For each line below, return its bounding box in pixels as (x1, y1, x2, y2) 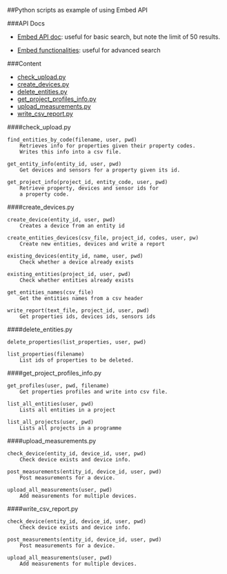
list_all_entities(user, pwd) (7, 400, 95, 407)
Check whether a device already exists (19, 259, 135, 266)
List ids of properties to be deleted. (19, 357, 135, 364)
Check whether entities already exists (19, 277, 135, 284)
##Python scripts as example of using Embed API (7, 6, 148, 14)
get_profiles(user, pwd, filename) (7, 382, 110, 389)
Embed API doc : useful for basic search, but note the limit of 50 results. (17, 33, 221, 41)
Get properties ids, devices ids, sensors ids (19, 313, 156, 320)
